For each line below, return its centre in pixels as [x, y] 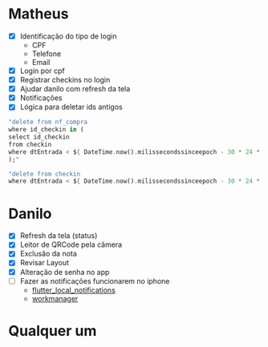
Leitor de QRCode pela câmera [71, 244]
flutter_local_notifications [74, 290]
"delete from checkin [45, 174]
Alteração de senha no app [65, 272]
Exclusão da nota [49, 254]
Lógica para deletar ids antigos [71, 107]
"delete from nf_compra [48, 122]
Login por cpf [43, 71]
